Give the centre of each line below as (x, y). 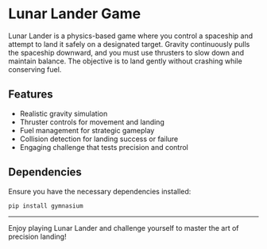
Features (31, 95)
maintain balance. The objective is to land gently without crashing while (125, 61)
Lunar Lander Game (75, 14)
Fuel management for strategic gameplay (87, 130)
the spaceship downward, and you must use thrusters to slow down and (126, 52)
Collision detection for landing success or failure (99, 139)
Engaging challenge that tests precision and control (104, 147)
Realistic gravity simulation (64, 113)
